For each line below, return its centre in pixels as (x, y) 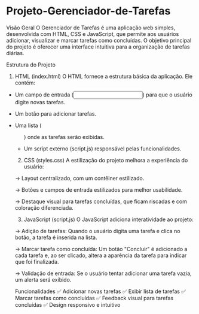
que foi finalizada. (37, 261)
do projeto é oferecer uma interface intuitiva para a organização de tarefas (98, 47)
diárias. (15, 53)
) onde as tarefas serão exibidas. (64, 137)
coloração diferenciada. (44, 207)
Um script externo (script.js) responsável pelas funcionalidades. (102, 149)
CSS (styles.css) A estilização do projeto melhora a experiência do (106, 160)
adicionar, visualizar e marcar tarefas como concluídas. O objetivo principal (99, 40)
